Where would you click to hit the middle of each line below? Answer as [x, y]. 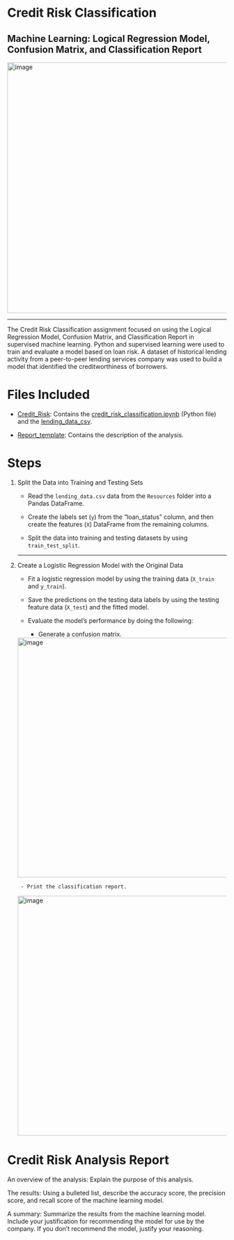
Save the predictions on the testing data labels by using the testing [123, 599]
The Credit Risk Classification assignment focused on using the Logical [109, 330]
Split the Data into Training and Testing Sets [80, 482]
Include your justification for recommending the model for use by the [106, 1221]
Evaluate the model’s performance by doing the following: [110, 620]
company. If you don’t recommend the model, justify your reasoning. [106, 1228]
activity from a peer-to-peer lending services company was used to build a [115, 359]
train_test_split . [54, 545]
